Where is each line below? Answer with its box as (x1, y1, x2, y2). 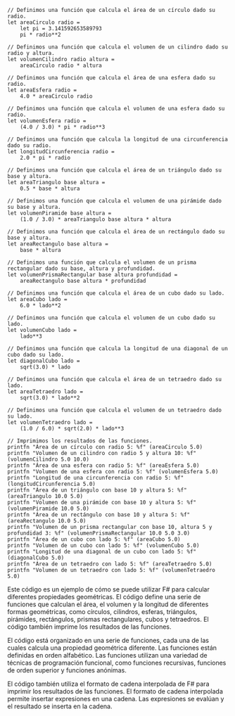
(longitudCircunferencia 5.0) (7, 480, 96, 487)
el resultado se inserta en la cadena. (7, 702, 113, 710)
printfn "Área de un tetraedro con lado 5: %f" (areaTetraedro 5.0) (7, 561, 212, 568)
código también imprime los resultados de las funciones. (7, 622, 172, 631)
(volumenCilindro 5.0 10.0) (7, 456, 90, 463)
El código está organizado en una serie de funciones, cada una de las (7, 637, 210, 644)
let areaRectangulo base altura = (7, 241, 109, 248)
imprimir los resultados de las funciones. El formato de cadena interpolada (7, 687, 224, 696)
